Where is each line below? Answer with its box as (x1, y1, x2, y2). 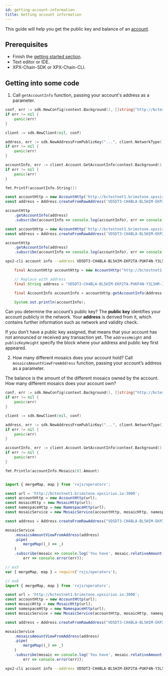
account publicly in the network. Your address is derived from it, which (5, 314, 151, 320)
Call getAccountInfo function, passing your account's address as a (12, 92, 150, 98)
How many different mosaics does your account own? (5, 380, 116, 386)
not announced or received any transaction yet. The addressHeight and (5, 334, 151, 340)
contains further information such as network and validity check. (5, 319, 138, 325)
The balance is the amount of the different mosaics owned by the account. (5, 375, 159, 381)
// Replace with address (14, 277, 66, 282)
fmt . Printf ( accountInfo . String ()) (5, 185, 77, 191)
